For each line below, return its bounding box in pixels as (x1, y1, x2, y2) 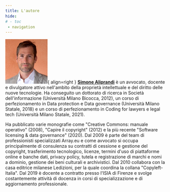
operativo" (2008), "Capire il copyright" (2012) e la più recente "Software (5, 127, 158, 133)
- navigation (7, 24, 36, 30)
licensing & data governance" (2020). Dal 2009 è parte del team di (5, 132, 145, 139)
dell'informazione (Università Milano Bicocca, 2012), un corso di (5, 95, 139, 101)
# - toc (5, 19, 22, 24)
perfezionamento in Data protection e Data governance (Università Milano (5, 101, 160, 107)
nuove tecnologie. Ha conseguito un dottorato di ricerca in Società (5, 90, 144, 96)
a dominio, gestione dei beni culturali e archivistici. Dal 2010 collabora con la (5, 159, 165, 166)
